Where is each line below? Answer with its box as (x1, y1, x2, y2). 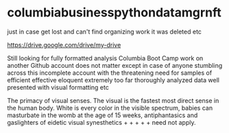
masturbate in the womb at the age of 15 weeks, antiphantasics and (7, 111, 198, 119)
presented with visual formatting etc (7, 83, 110, 91)
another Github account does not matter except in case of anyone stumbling (7, 61, 223, 69)
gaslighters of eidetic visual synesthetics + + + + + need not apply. (7, 118, 196, 126)
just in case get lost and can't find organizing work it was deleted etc (7, 27, 202, 36)
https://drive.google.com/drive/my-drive (7, 40, 121, 49)
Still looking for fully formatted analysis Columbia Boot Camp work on (7, 53, 204, 62)
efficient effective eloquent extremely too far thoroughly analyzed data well (7, 75, 219, 84)
